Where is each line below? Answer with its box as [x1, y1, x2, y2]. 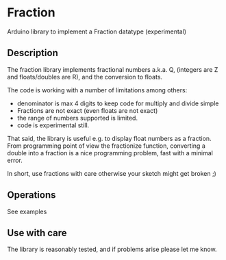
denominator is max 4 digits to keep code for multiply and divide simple [16, 99, 219, 107]
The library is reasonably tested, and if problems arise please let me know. [7, 245, 217, 254]
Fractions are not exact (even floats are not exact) [16, 106, 158, 114]
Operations [7, 190, 56, 201]
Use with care [7, 227, 67, 239]
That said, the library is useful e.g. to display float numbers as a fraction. [7, 134, 212, 142]
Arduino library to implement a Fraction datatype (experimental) [7, 27, 187, 36]
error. [7, 156, 23, 164]
